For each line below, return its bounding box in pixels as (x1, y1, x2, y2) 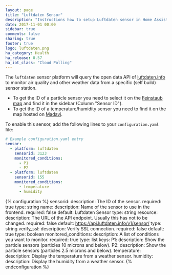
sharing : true (5, 36, 36, 42)
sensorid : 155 (14, 175, 45, 180)
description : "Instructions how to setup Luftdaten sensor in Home (5, 17, 153, 22)
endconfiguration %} (5, 264, 50, 270)
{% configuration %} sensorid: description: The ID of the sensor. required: (5, 198, 162, 204)
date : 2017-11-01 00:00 (5, 22, 56, 27)
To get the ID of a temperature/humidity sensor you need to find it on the (12, 106, 166, 112)
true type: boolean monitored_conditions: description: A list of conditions (5, 231, 159, 237)
